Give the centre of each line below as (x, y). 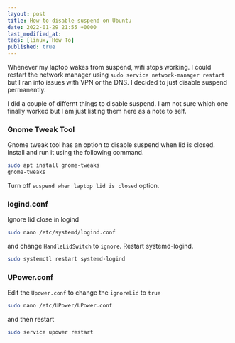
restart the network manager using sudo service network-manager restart (116, 75)
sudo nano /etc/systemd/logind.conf (61, 233)
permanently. (27, 90)
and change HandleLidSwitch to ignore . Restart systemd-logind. (100, 246)
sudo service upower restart (50, 332)
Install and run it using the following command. (76, 153)
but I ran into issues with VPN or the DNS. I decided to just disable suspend (117, 82)
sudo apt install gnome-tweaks (54, 165)
